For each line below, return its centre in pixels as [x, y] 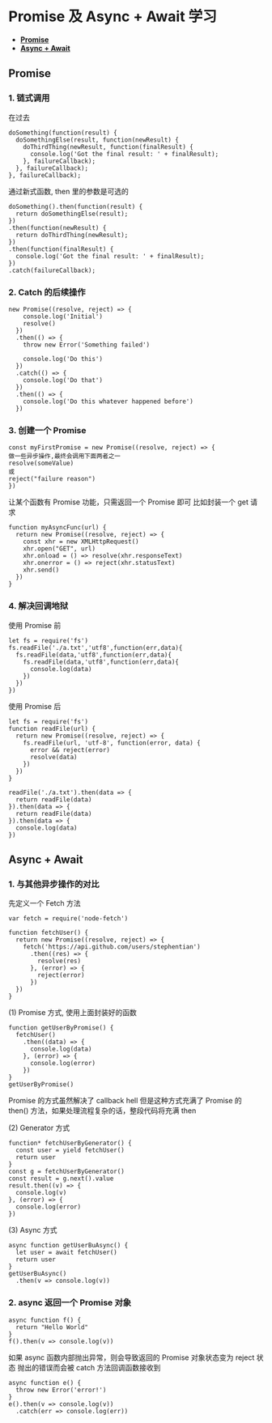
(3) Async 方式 [33, 1230]
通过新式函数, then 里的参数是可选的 [69, 191]
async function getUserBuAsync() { [68, 1246]
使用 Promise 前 [35, 625]
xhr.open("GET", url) [59, 549]
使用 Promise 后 [35, 706]
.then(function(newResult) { [57, 227]
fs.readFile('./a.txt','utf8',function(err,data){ [96, 648]
